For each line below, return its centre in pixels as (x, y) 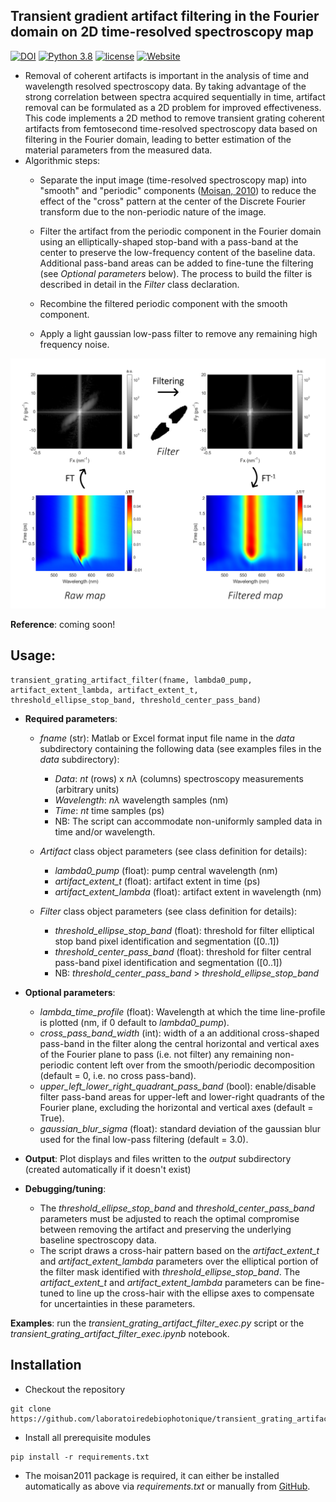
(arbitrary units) (87, 789)
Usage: (33, 655)
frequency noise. (74, 344)
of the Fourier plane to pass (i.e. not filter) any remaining (156, 1054)
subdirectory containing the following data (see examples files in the (180, 748)
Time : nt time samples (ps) (109, 810)
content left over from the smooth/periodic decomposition (196, 1065)
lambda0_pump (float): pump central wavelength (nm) (166, 870)
